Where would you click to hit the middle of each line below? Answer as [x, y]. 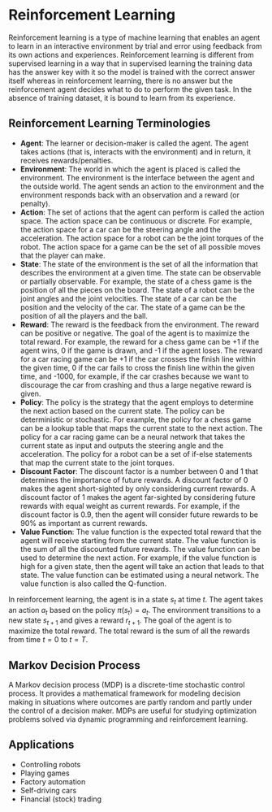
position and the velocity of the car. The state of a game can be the [133, 307]
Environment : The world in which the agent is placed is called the [130, 169]
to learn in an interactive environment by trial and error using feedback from [135, 46]
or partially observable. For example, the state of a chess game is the [136, 281]
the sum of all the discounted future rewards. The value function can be [140, 549]
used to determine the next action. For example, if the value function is [138, 558]
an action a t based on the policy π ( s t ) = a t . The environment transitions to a [135, 611]
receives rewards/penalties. [67, 160]
